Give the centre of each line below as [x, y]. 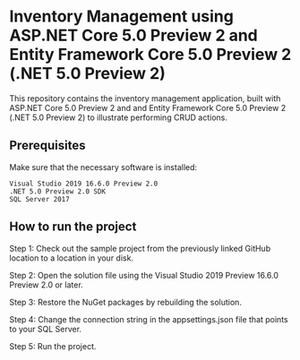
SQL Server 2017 [39, 199]
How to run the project [73, 227]
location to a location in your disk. [72, 258]
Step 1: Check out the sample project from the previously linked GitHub [140, 248]
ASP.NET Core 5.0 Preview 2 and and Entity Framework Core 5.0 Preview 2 [148, 107]
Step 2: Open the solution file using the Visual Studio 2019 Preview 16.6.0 [144, 275]
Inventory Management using [122, 17]
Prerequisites [47, 146]
